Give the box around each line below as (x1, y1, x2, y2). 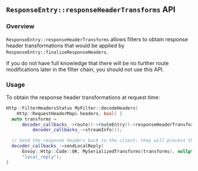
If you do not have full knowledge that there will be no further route (6, 59, 169, 66)
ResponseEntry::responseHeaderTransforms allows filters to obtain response (6, 35, 189, 43)
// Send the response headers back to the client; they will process (11, 138, 186, 143)
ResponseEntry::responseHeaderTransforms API (6, 5, 176, 15)
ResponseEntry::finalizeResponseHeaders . (6, 48, 108, 55)
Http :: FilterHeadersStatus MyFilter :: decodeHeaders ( (6, 105, 138, 111)
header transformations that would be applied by (6, 42, 125, 49)
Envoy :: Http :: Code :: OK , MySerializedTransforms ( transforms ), (21, 149, 176, 155)
